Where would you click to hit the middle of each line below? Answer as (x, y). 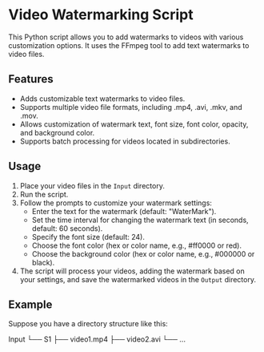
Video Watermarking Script (101, 15)
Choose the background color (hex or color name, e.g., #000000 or (143, 253)
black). (43, 262)
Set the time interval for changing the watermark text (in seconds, (140, 220)
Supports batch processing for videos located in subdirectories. (125, 141)
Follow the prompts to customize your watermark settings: (116, 203)
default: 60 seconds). (67, 228)
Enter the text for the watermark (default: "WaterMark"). (124, 211)
